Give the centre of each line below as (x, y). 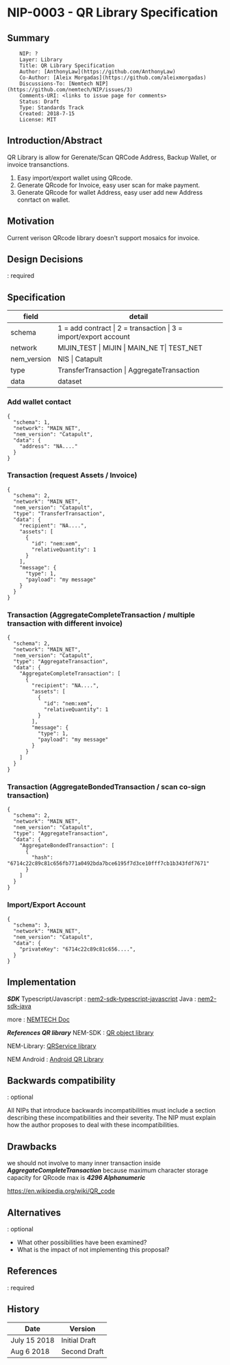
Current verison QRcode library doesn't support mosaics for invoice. (103, 237)
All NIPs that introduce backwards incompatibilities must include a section (111, 1111)
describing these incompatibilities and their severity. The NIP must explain (112, 1118)
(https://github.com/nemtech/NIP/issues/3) (70, 90)
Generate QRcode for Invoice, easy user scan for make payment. (108, 185)
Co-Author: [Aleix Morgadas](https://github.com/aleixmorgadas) (113, 78)
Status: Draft (39, 102)
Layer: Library (41, 60)
